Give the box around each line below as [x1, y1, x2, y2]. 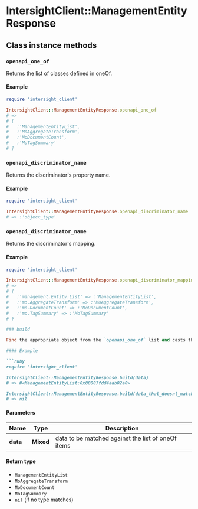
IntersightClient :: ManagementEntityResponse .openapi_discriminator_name [6, 208, 189, 215]
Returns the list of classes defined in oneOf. [6, 70, 113, 77]
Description [105, 424, 139, 432]
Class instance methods [6, 40, 97, 50]
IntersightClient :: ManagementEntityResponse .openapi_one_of [6, 107, 157, 113]
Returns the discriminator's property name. [6, 171, 111, 178]
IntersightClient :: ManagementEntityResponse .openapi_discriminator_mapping [6, 278, 196, 283]
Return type [6, 458, 37, 465]
